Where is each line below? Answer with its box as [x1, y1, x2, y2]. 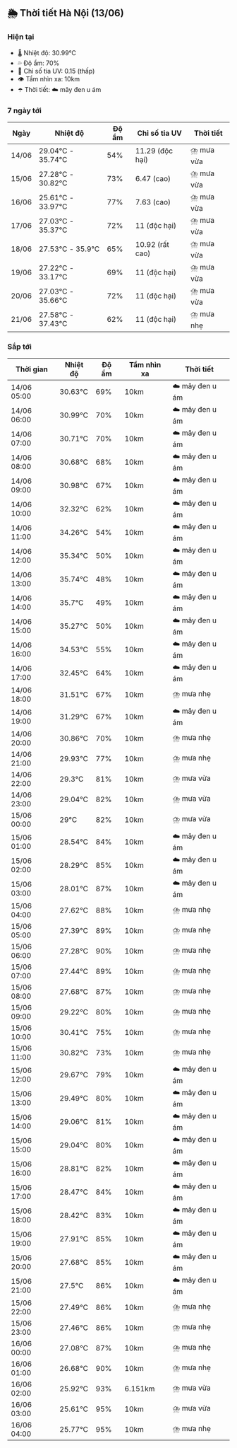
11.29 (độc [135, 146, 174, 156]
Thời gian [15, 364, 48, 374]
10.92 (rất [135, 240, 169, 250]
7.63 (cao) [135, 197, 171, 207]
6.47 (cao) [135, 174, 171, 184]
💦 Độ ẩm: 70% [17, 59, 60, 67]
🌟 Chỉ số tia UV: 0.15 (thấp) [17, 66, 95, 75]
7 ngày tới [7, 105, 42, 115]
